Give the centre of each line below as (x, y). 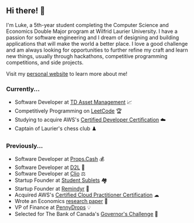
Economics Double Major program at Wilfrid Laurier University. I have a (92, 31)
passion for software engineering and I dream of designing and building (93, 37)
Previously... (25, 146)
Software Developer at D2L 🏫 (50, 167)
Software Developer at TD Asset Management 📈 (73, 102)
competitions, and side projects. (45, 62)
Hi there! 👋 (26, 11)
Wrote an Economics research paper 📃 (61, 201)
